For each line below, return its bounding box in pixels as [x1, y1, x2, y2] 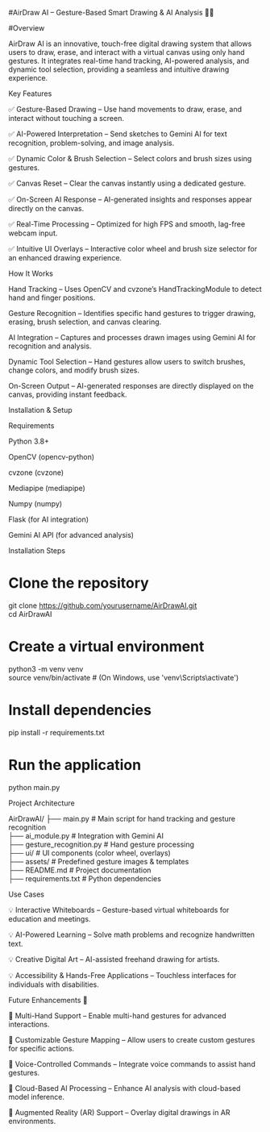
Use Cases [8, 889, 44, 899]
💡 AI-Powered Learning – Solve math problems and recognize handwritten [8, 930, 255, 939]
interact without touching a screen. [8, 114, 125, 123]
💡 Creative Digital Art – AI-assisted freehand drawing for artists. [8, 954, 220, 963]
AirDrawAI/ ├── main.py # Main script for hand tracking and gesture [8, 814, 236, 823]
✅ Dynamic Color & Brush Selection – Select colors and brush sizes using [8, 154, 252, 163]
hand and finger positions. [8, 293, 96, 302]
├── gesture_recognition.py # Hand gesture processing [8, 839, 195, 849]
